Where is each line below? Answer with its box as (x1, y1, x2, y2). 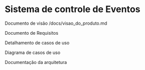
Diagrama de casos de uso (5, 49, 61, 55)
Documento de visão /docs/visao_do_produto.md (5, 20, 107, 26)
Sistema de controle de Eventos (5, 4, 140, 15)
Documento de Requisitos (5, 30, 59, 36)
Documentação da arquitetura (5, 59, 67, 65)
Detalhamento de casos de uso (5, 39, 70, 46)
